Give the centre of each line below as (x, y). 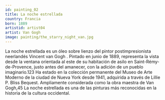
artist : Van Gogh (23, 33)
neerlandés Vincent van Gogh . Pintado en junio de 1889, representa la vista (82, 56)
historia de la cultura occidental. (38, 93)
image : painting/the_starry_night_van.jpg (49, 37)
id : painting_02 (22, 10)
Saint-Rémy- (147, 62)
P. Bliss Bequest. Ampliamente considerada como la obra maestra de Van (80, 82)
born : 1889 (16, 23)
